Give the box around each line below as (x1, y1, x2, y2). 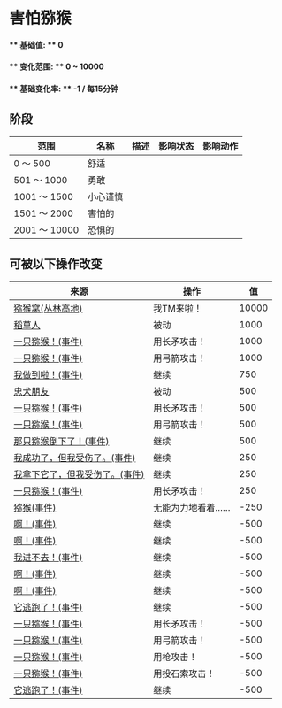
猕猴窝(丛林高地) (13, 302, 83, 314)
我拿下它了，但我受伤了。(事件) (13, 468, 145, 481)
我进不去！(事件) (13, 550, 83, 563)
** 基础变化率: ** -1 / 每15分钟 (9, 83, 119, 94)
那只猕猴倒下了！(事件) (13, 435, 110, 447)
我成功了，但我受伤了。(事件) (13, 451, 136, 464)
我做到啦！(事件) (13, 368, 83, 381)
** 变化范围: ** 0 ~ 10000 (9, 61, 104, 72)
